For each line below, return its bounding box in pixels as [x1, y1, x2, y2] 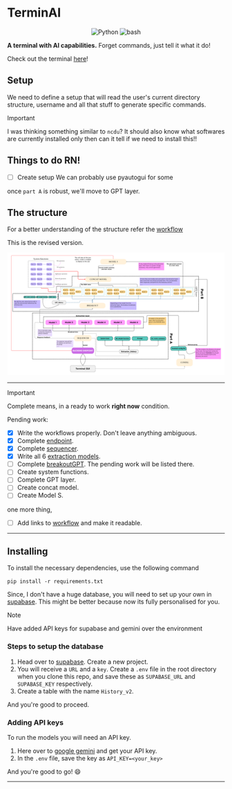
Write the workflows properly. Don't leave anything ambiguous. [17, 428, 197, 437]
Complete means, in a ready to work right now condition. [7, 401, 170, 410]
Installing [7, 545, 48, 557]
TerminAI [7, 5, 61, 21]
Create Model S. [17, 491, 64, 500]
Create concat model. [17, 483, 79, 492]
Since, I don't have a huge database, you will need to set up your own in [7, 590, 212, 599]
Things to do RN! [7, 154, 81, 167]
